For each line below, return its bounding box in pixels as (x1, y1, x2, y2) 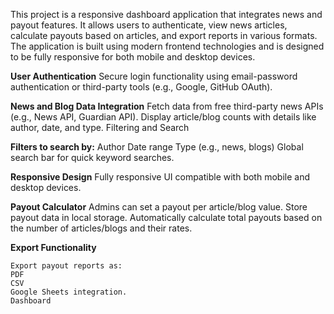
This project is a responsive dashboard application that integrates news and (10, 9, 323, 20)
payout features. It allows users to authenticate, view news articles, (10, 19, 288, 31)
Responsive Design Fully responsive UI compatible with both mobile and (10, 171, 310, 183)
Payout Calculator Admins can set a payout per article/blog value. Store (10, 201, 308, 213)
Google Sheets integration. (10, 287, 128, 297)
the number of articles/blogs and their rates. (10, 222, 193, 234)
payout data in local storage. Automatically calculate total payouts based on (10, 212, 323, 223)
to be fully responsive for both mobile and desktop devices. (10, 51, 256, 63)
